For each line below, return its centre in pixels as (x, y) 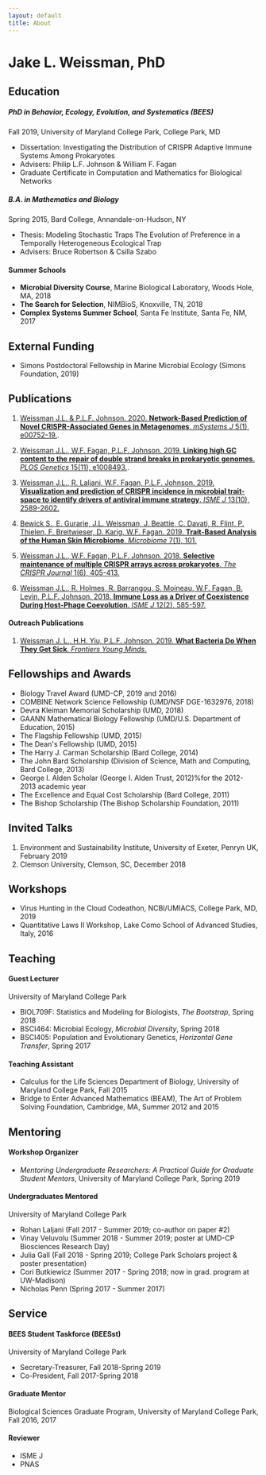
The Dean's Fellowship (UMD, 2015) (78, 743)
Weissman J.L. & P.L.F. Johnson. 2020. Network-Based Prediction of (133, 417)
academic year (62, 786)
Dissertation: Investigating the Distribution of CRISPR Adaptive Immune (136, 147)
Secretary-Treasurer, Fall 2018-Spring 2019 (90, 1367)
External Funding (51, 346)
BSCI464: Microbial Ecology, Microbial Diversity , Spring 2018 (120, 1029)
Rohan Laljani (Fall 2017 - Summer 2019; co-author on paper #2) (125, 1230)
